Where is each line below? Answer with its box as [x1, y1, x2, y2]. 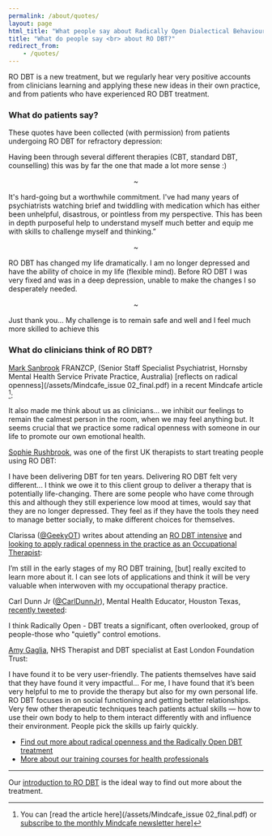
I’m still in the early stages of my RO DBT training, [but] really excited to [8, 563, 246, 573]
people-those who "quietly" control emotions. [8, 630, 161, 640]
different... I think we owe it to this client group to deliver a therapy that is [8, 480, 253, 490]
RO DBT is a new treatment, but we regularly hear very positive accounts [8, 72, 251, 81]
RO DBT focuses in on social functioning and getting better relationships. [8, 696, 251, 705]
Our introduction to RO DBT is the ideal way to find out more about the [8, 778, 242, 787]
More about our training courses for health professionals [19, 754, 209, 764]
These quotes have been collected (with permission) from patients [8, 127, 231, 138]
